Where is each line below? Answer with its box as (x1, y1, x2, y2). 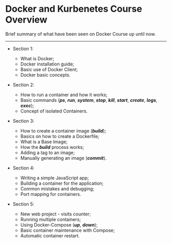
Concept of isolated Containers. (20, 108, 88, 114)
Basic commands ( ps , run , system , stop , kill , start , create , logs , (20, 97, 158, 103)
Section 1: (12, 46, 34, 52)
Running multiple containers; (20, 216, 81, 223)
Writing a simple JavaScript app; (20, 174, 89, 181)
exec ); (20, 102, 34, 108)
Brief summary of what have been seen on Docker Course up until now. (5, 31, 156, 37)
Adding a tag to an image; (20, 149, 75, 156)
